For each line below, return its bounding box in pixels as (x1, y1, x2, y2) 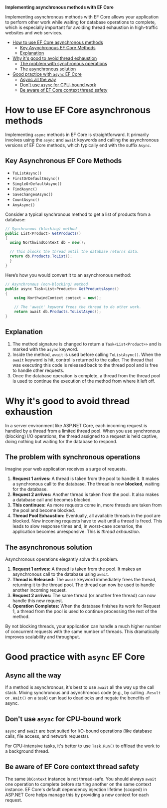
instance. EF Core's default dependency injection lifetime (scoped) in (5, 786, 147, 792)
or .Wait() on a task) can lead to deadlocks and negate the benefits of (5, 695, 150, 701)
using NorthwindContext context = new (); (14, 296, 101, 301)
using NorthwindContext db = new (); (9, 240, 86, 245)
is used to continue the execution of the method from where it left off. (12, 378, 156, 384)
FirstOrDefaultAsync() (12, 176, 60, 181)
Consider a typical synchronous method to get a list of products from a (5, 211, 151, 217)
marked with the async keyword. (12, 346, 79, 352)
